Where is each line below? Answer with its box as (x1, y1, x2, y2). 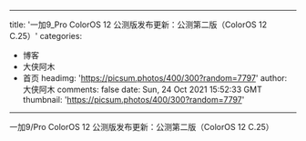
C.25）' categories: (9, 31, 83, 41)
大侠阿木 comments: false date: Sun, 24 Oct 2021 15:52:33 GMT (22, 84, 262, 95)
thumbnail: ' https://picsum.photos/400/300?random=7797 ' (22, 95, 245, 105)
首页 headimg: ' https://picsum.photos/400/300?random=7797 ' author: (22, 73, 288, 83)
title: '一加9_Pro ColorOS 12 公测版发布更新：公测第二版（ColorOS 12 (9, 19, 268, 30)
